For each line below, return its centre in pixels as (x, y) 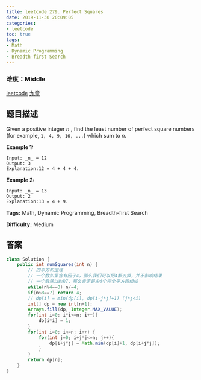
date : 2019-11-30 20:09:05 (40, 17)
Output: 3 (19, 163)
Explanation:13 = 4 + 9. (37, 201)
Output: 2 (19, 196)
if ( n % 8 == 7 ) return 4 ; (55, 293)
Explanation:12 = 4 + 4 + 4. (43, 169)
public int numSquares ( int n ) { (57, 265)
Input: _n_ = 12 (26, 158)
